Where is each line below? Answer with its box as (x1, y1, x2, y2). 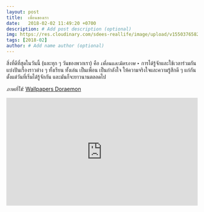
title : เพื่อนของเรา (6, 15, 49, 21)
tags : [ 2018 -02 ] (6, 37, 47, 43)
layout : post (6, 9, 39, 15)
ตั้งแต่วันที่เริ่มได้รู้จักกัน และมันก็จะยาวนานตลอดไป (6, 73, 106, 80)
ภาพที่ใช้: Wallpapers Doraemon (6, 85, 81, 92)
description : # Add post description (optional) (6, 26, 132, 32)
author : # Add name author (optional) (6, 43, 104, 49)
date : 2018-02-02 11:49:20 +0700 (6, 20, 97, 26)
